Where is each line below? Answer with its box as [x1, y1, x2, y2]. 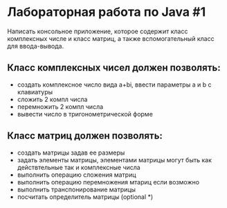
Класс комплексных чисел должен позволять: [7, 62, 221, 73]
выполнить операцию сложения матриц [17, 171, 136, 179]
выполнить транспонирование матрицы [17, 185, 136, 193]
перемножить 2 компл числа [17, 102, 104, 111]
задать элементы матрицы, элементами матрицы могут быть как [17, 155, 212, 164]
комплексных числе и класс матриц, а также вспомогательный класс [7, 34, 215, 42]
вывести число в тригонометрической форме [17, 110, 154, 118]
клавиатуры [17, 87, 53, 96]
